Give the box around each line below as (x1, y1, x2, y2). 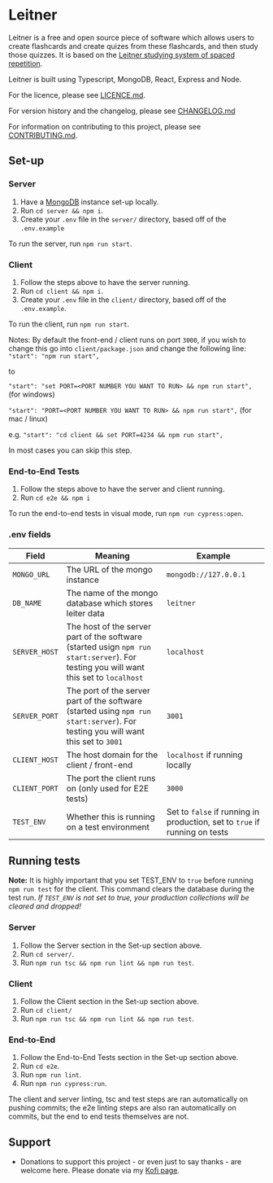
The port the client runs (66, 772, 156, 783)
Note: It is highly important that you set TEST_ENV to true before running (8, 875, 253, 885)
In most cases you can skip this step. (8, 445, 132, 455)
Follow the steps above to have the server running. (19, 277, 191, 287)
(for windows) (8, 389, 55, 399)
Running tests (8, 853, 81, 868)
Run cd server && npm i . (19, 205, 104, 215)
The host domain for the (66, 749, 158, 760)
